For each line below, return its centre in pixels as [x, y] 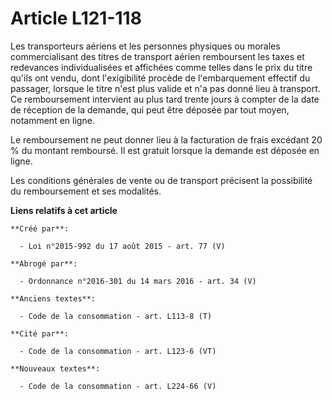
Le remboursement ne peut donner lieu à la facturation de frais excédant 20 [166, 139]
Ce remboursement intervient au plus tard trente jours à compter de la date [165, 99]
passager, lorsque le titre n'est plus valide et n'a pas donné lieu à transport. [165, 88]
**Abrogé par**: [44, 263]
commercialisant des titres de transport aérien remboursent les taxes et [157, 56]
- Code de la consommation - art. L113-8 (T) [116, 316]
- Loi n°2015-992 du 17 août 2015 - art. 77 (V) [122, 246]
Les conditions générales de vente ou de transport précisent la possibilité [161, 180]
